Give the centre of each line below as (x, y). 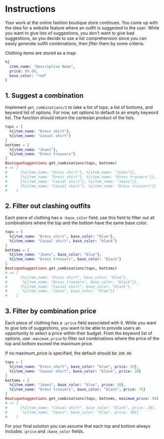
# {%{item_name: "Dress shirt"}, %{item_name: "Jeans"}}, (71, 172)
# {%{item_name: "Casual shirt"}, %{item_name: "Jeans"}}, (72, 181)
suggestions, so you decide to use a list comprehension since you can (76, 38)
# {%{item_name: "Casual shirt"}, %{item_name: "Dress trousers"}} (81, 186)
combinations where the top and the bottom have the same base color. (76, 223)
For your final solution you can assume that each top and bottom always (78, 426)
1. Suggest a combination (44, 95)
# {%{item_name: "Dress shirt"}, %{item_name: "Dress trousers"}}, (81, 177)
